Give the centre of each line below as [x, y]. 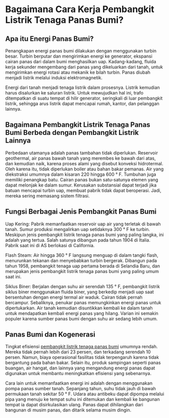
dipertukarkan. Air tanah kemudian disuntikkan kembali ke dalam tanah [79, 308]
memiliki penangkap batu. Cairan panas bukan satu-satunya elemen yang [82, 179]
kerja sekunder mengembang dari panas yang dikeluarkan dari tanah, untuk [84, 67]
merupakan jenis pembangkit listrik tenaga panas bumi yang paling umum [82, 271]
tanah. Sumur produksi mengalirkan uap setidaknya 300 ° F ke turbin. [78, 229]
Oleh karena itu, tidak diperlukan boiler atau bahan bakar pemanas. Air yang [85, 169]
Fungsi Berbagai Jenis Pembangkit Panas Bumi [81, 212]
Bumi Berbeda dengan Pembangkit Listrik [72, 133]
